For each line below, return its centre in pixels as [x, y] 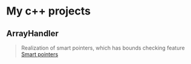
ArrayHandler [33, 34]
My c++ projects [48, 11]
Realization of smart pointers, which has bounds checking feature [103, 48]
